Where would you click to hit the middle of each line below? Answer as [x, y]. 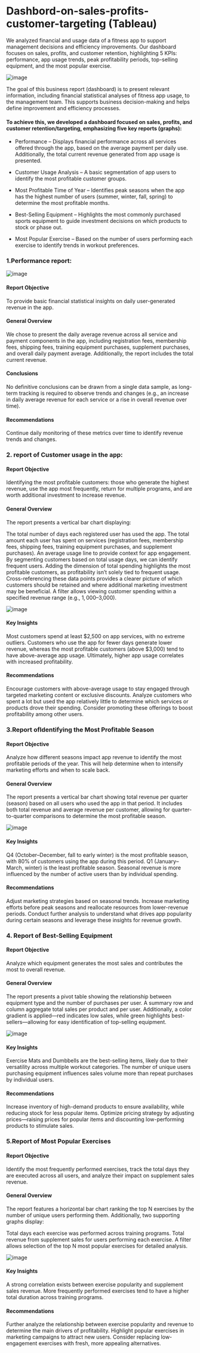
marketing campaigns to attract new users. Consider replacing [83, 1337]
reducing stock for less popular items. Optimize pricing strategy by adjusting [100, 1113]
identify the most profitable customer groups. [71, 179]
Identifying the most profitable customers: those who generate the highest [98, 482]
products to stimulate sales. [40, 1126]
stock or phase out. [39, 227]
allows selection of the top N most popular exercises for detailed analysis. [97, 1246]
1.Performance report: [39, 261]
